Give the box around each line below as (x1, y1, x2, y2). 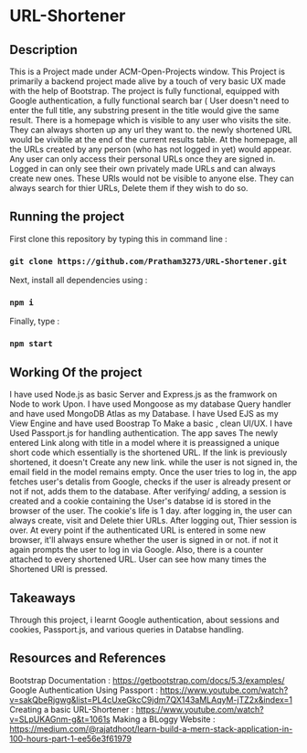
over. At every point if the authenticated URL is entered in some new (9, 525, 267, 536)
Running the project (9, 209, 125, 225)
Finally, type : (9, 316, 60, 327)
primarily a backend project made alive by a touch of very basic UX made (9, 76, 286, 87)
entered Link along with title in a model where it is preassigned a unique (9, 438, 281, 449)
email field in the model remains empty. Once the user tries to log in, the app (9, 467, 297, 478)
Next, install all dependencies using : (9, 275, 148, 286)
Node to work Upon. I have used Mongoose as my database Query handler (9, 398, 291, 409)
